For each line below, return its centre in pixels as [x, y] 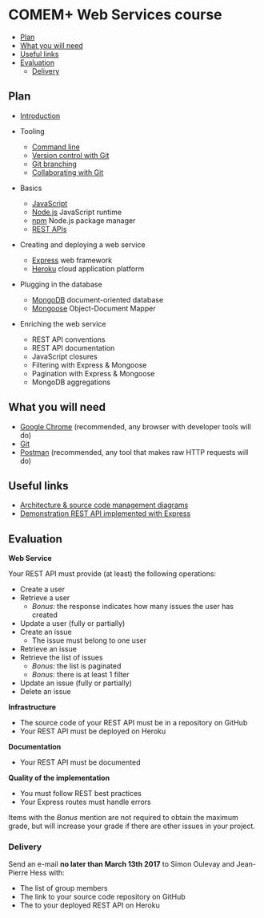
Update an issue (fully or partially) [76, 683]
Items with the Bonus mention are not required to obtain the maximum [123, 818]
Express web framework [72, 260]
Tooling [32, 131]
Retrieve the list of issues [61, 658]
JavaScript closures [64, 356]
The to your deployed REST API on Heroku [90, 905]
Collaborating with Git [68, 172]
